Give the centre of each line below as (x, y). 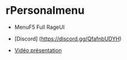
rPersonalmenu (45, 10)
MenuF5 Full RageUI (39, 27)
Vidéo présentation (38, 50)
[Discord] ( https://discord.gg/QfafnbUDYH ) (68, 38)
